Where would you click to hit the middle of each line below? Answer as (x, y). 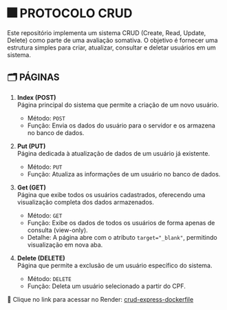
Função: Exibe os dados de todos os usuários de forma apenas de (121, 223)
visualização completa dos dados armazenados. (86, 202)
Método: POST (46, 118)
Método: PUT (45, 167)
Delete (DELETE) (41, 258)
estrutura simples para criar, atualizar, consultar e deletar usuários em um (112, 48)
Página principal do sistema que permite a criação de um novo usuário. (118, 105)
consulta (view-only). (57, 230)
